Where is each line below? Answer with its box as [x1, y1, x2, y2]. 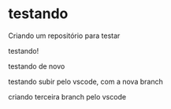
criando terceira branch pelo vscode [8, 92, 127, 101]
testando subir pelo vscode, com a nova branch [8, 77, 163, 86]
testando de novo [8, 61, 65, 71]
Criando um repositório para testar [8, 31, 121, 40]
